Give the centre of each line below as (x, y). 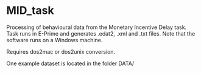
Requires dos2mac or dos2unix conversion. (61, 51)
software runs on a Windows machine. (55, 40)
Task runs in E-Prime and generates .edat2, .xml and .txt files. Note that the (101, 33)
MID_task (30, 11)
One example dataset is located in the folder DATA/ (70, 63)
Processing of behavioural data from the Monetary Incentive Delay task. (97, 27)
